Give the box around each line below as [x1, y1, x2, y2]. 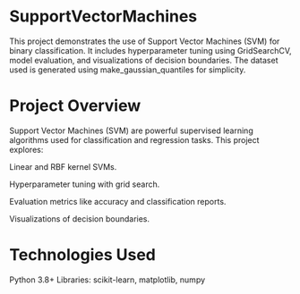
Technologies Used [9, 245, 157, 265]
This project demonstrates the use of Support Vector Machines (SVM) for [9, 36, 280, 46]
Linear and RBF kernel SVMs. [9, 161, 117, 172]
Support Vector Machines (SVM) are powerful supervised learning [9, 125, 253, 136]
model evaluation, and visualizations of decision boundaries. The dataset [9, 55, 279, 65]
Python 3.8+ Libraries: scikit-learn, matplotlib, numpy [9, 274, 206, 285]
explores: [9, 144, 44, 155]
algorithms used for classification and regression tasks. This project [9, 134, 260, 145]
